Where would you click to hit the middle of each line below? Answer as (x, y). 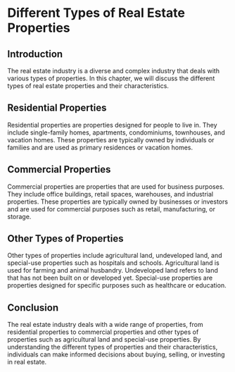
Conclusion (33, 308)
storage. (19, 216)
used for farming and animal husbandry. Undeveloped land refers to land (113, 271)
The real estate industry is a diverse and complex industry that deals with (114, 71)
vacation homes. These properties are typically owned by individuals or (111, 139)
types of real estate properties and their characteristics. (88, 86)
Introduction (35, 54)
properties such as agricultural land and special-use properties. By (104, 340)
